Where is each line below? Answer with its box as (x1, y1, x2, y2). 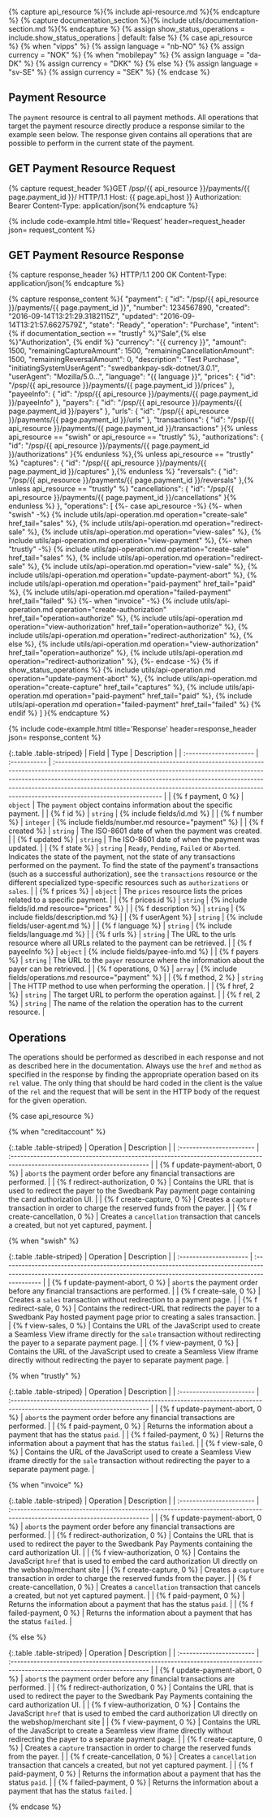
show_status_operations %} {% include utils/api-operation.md (8, 665, 216, 675)
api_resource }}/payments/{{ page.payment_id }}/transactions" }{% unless (8, 424, 258, 434)
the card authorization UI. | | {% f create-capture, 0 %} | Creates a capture (8, 1194, 258, 1204)
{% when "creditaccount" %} (8, 1127, 106, 1137)
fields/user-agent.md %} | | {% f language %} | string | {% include (8, 921, 233, 931)
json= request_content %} (8, 225, 96, 235)
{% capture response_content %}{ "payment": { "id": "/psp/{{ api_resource (8, 294, 260, 304)
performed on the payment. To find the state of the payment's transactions (8, 861, 259, 870)
